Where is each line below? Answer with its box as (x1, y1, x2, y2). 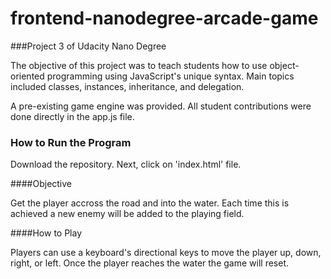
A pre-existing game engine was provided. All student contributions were (10, 100, 312, 112)
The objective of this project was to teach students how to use (10, 59, 268, 71)
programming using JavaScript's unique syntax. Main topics (46, 70, 295, 82)
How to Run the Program (10, 135, 132, 149)
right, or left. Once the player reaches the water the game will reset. (10, 257, 289, 269)
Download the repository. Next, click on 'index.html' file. (10, 158, 242, 171)
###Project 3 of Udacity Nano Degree (10, 40, 167, 52)
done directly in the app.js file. (10, 110, 135, 122)
